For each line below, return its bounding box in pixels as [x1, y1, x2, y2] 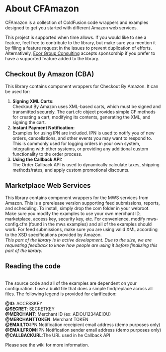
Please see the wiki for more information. [5, 342, 89, 348]
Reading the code [5, 262, 61, 270]
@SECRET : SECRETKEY [5, 306, 55, 312]
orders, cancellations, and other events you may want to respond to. [12, 135, 153, 141]
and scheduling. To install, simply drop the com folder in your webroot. [5, 205, 150, 211]
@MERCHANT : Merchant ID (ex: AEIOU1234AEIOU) [5, 311, 111, 317]
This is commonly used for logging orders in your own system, [12, 140, 141, 146]
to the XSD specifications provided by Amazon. [5, 232, 102, 237]
